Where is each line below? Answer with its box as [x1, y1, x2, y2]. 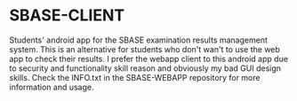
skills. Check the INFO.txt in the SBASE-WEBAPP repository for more [9, 72, 261, 82]
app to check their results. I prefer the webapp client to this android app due [9, 53, 289, 64]
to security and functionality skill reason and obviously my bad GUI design [9, 63, 282, 74]
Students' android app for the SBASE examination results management [9, 35, 269, 45]
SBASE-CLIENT [9, 5, 125, 26]
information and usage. [9, 82, 94, 92]
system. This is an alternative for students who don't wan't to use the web [9, 43, 280, 54]
